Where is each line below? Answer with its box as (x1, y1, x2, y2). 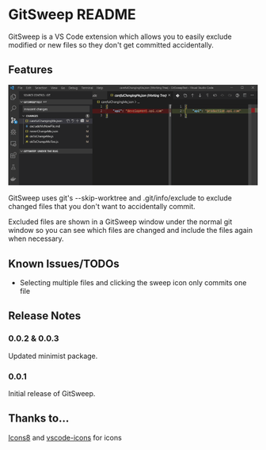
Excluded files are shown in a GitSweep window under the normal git (8, 217, 233, 227)
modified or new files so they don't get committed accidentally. (8, 40, 214, 49)
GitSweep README (8, 6, 136, 24)
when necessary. (8, 234, 65, 243)
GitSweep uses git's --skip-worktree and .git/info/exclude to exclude (8, 193, 232, 203)
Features (8, 63, 53, 77)
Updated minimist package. (8, 351, 98, 360)
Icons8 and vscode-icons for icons (8, 433, 123, 442)
